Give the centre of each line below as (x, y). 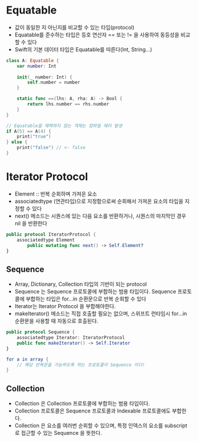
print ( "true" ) (34, 137)
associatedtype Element (46, 240)
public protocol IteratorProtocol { (51, 234)
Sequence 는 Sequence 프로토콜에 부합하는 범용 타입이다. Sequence (95, 292)
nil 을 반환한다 (31, 223)
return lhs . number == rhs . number (68, 104)
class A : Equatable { (33, 60)
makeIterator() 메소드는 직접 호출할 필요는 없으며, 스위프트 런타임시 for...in (101, 314)
